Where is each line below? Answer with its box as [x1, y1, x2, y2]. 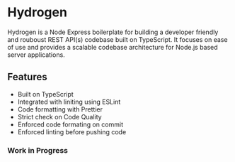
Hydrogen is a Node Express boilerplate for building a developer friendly [7, 28, 219, 36]
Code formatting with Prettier [17, 104, 103, 114]
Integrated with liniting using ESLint [17, 97, 121, 106]
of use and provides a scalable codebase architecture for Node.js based [7, 43, 218, 51]
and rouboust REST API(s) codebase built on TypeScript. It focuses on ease [7, 35, 228, 43]
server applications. [7, 50, 65, 59]
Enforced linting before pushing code [17, 127, 127, 136]
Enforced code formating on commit [17, 120, 124, 129]
